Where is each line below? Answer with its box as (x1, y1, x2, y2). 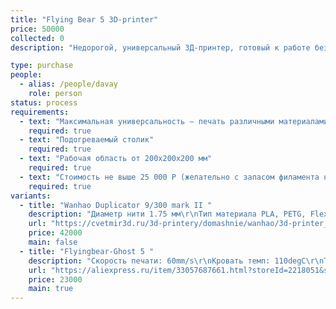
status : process (10, 97, 78, 108)
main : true (28, 284, 74, 294)
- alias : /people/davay (19, 79, 118, 90)
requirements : (10, 107, 70, 117)
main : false (28, 237, 78, 247)
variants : (10, 191, 52, 201)
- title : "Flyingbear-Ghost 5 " (19, 246, 155, 256)
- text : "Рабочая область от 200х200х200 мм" (19, 154, 213, 164)
